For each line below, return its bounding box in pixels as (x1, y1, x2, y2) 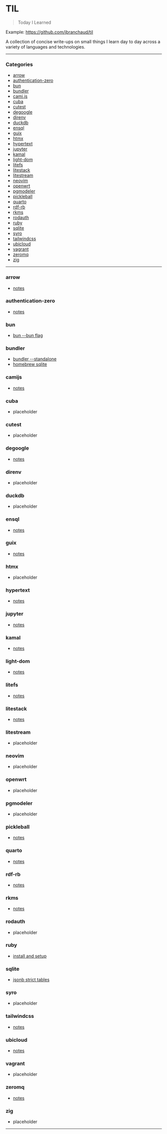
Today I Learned (17, 19, 52, 25)
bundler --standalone (12, 356, 56, 362)
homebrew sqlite (12, 361, 48, 367)
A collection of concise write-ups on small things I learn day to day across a (5, 38, 161, 45)
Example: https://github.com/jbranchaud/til (5, 29, 93, 35)
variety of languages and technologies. (5, 44, 86, 50)
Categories (5, 61, 33, 67)
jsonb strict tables (12, 977, 50, 983)
